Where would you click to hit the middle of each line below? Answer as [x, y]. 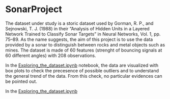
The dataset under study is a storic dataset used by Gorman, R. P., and [79, 23]
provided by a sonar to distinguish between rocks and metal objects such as [85, 44]
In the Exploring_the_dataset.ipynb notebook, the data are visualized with [82, 65]
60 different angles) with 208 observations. [51, 55]
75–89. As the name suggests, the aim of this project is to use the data [79, 39]
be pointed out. [21, 81]
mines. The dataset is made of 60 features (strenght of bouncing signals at [84, 50]
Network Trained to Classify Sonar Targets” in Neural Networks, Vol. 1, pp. [83, 34]
